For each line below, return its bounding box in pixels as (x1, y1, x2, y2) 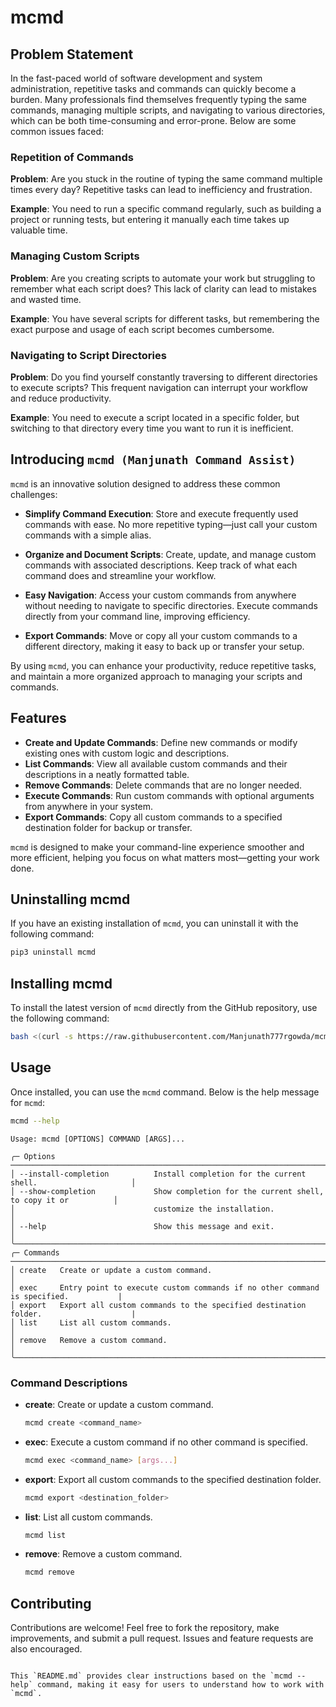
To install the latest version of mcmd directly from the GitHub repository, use (10, 1002, 318, 1014)
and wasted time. (10, 293, 82, 305)
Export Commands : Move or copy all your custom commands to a (24, 629, 298, 641)
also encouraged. (10, 1643, 83, 1655)
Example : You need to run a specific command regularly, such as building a (10, 203, 322, 215)
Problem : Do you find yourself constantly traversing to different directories (10, 371, 318, 383)
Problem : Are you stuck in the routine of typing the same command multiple (10, 173, 323, 185)
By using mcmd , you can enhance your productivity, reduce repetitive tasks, (10, 659, 317, 671)
